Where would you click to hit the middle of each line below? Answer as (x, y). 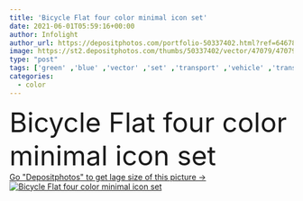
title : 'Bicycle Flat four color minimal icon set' (108, 18)
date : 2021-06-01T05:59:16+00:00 (72, 26)
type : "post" (34, 59)
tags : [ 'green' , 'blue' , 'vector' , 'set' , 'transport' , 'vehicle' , (141, 69)
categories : (32, 77)
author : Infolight (44, 34)
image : (22, 51)
